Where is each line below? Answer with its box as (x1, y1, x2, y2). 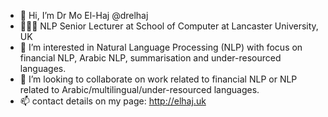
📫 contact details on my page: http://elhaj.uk (19, 95, 207, 107)
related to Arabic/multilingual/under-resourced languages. (19, 84, 260, 95)
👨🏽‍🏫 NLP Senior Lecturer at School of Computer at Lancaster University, (19, 20, 319, 32)
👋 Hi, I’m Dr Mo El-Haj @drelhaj (19, 10, 149, 21)
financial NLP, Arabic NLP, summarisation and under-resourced (19, 52, 282, 64)
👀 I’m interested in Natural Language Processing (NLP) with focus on (19, 41, 303, 53)
